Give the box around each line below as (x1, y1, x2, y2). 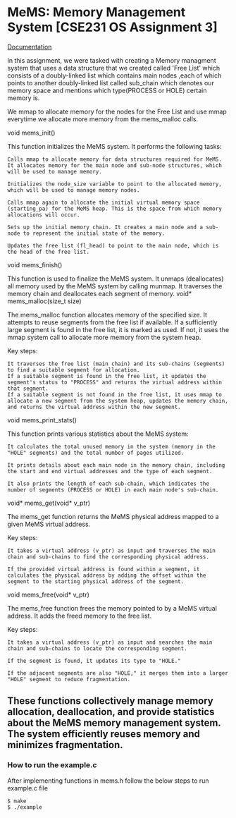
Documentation (7, 42, 52, 51)
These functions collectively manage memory (7, 695, 213, 707)
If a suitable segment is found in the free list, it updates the (7, 372, 206, 379)
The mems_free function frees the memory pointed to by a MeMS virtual (7, 604, 217, 612)
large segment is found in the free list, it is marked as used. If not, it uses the (7, 325, 230, 334)
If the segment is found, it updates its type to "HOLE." (7, 657, 181, 664)
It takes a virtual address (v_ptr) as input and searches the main (7, 639, 213, 646)
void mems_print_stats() (7, 415, 77, 424)
